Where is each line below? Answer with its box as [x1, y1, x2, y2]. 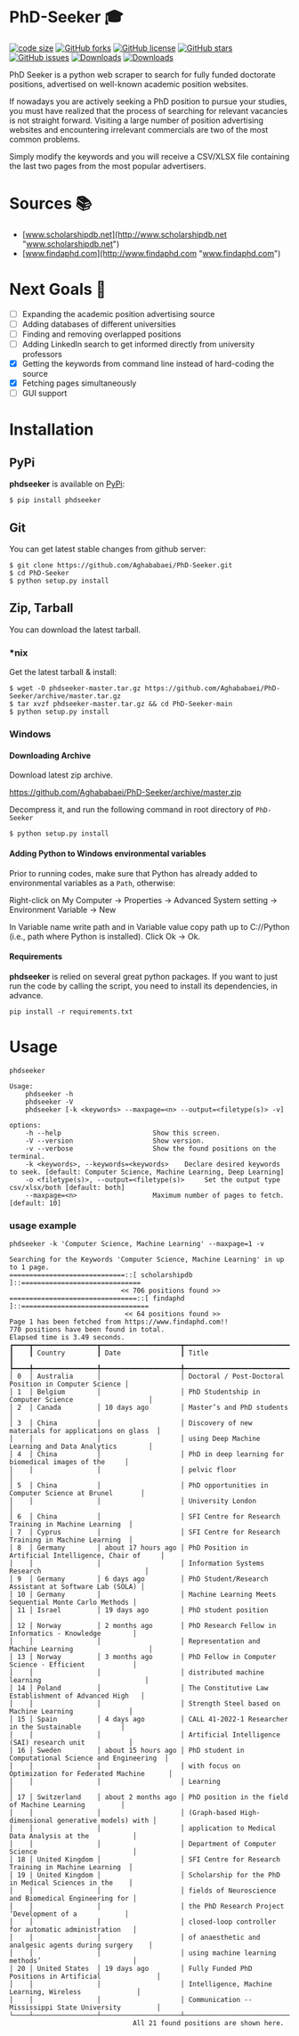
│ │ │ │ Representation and [9, 1636, 261, 1646]
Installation [9, 419, 94, 440]
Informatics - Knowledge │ [9, 1629, 138, 1638]
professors [21, 349, 62, 360]
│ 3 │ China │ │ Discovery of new [9, 1418, 253, 1428]
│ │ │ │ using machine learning [9, 1948, 277, 1958]
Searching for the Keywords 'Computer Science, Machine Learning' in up [9, 1255, 285, 1264]
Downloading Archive [9, 750, 92, 761]
